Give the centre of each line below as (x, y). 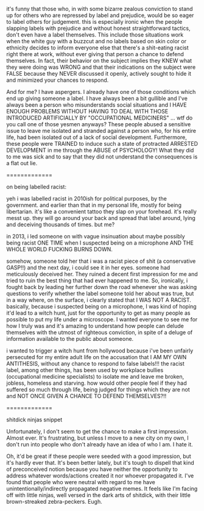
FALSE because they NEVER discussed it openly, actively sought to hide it (99, 73)
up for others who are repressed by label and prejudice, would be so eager (100, 15)
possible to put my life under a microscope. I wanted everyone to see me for (102, 319)
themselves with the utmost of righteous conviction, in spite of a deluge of (100, 332)
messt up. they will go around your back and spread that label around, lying (101, 218)
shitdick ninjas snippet (34, 420)
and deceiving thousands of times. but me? (61, 224)
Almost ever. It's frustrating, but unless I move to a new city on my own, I (97, 438)
